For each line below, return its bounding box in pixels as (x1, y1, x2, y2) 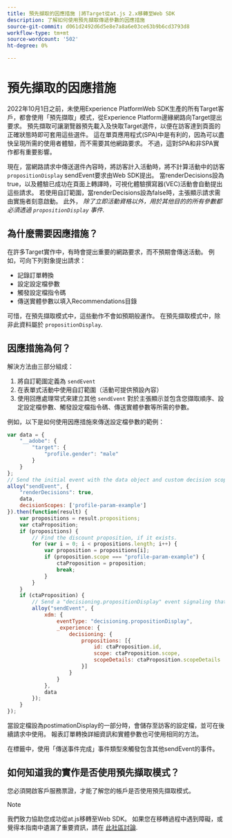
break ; (56, 566, 76, 573)
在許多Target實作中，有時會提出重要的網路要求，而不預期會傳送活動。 (7, 247, 207, 256)
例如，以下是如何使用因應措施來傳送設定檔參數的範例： (7, 417, 164, 426)
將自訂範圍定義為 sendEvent (17, 376, 96, 385)
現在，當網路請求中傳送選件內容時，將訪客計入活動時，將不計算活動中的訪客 (7, 162, 225, 170)
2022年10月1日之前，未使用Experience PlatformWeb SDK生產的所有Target (7, 104, 218, 113)
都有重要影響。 (12, 147, 56, 156)
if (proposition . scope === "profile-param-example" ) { (43, 554, 206, 561)
